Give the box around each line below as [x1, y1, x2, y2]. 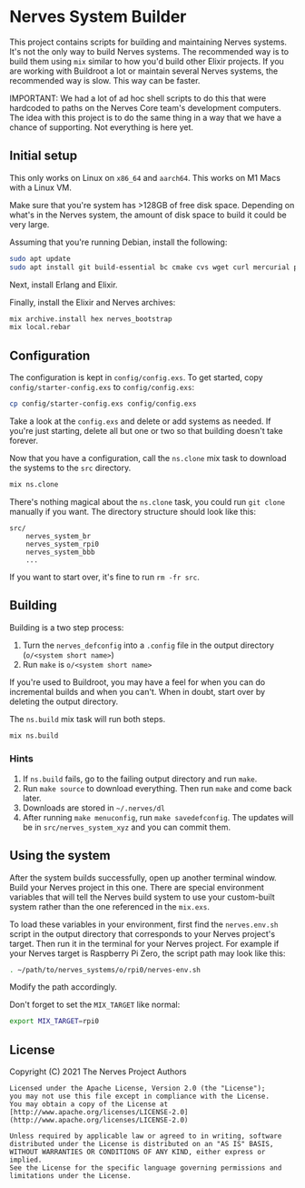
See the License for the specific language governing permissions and [9, 1163, 282, 1173]
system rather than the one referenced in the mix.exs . [9, 901, 211, 911]
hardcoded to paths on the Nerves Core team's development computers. [9, 102, 281, 113]
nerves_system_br [25, 531, 92, 540]
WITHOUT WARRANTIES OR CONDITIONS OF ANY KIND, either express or [9, 1148, 266, 1157]
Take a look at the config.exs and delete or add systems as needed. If [9, 416, 271, 427]
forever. [9, 435, 39, 446]
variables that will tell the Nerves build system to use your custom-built [9, 891, 275, 902]
